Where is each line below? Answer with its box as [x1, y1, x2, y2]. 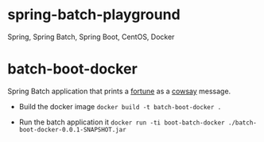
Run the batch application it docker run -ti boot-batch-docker [18, 117, 225, 127]
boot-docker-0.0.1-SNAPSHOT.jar [18, 125, 126, 133]
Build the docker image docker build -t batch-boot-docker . [18, 101, 222, 111]
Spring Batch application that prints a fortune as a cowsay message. [7, 86, 231, 96]
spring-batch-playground [7, 6, 181, 24]
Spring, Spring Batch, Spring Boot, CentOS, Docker [7, 32, 175, 41]
